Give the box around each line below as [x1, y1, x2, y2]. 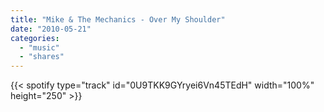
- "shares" [19, 52, 65, 62]
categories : [10, 33, 60, 43]
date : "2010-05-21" [10, 24, 92, 34]
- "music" [19, 42, 60, 53]
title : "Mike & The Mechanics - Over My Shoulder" [10, 14, 226, 25]
